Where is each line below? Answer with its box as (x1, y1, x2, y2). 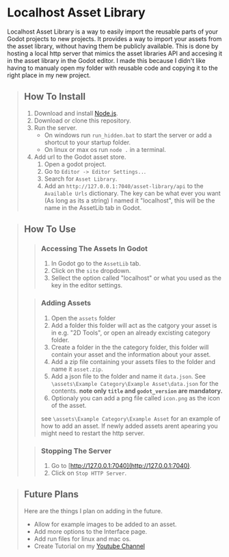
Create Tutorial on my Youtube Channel (33, 542, 146, 550)
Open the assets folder (51, 313, 116, 322)
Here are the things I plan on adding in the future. (23, 506, 163, 515)
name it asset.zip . (51, 365, 104, 373)
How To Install (23, 91, 86, 103)
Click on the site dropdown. (51, 267, 131, 275)
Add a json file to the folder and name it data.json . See (51, 372, 206, 380)
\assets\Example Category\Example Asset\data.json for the (51, 379, 219, 387)
